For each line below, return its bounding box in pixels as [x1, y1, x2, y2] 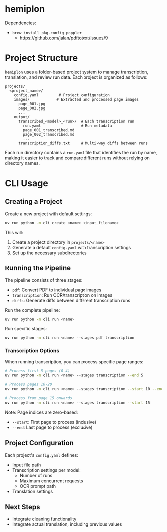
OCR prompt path [19, 483, 56, 489]
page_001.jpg [18, 101, 46, 106]
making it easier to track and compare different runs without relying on [5, 155, 150, 161]
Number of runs [19, 472, 53, 478]
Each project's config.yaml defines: [5, 452, 79, 458]
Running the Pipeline [5, 264, 71, 272]
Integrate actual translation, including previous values [12, 521, 122, 527]
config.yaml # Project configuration [14, 92, 110, 98]
